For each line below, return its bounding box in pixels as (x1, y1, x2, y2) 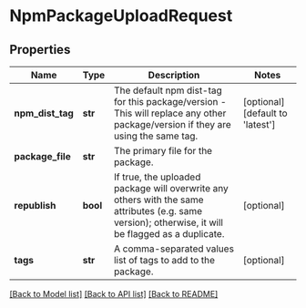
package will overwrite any (113, 182, 229, 194)
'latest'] (242, 118, 276, 130)
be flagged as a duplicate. (113, 228, 225, 240)
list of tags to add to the (113, 254, 216, 266)
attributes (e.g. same (113, 205, 203, 217)
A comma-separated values (113, 242, 235, 255)
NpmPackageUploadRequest (9, 5, 233, 26)
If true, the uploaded (113, 170, 201, 183)
